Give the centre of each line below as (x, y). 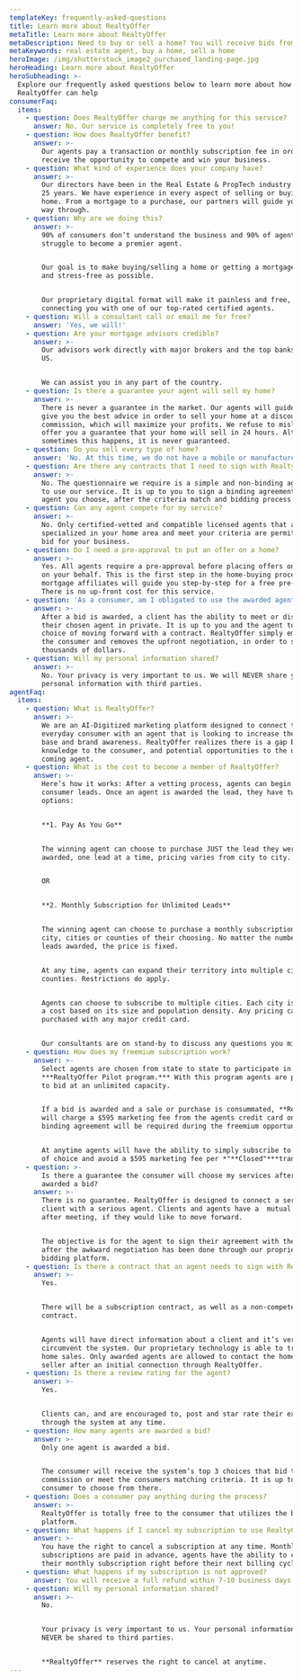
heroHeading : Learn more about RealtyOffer (92, 68)
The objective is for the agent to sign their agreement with (160, 1241)
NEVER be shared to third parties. (108, 1638)
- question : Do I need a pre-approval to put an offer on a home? (152, 550)
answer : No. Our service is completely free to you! (134, 127)
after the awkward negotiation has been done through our (152, 1250)
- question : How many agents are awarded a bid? (118, 1431)
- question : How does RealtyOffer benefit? (108, 135)
